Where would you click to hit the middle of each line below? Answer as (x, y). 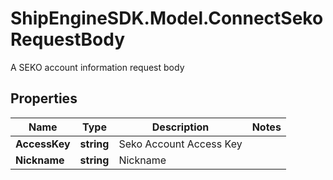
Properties (44, 98)
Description (180, 127)
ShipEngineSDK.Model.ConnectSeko (167, 18)
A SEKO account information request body (97, 67)
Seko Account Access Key (180, 144)
